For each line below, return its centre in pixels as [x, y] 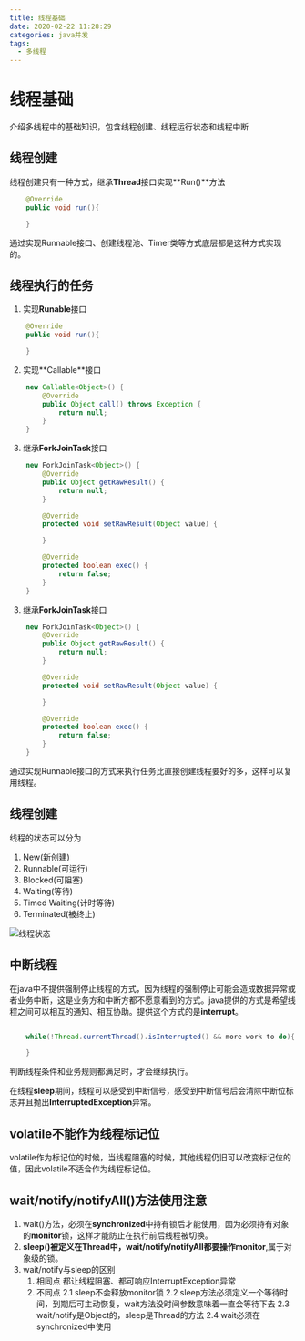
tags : [20, 43]
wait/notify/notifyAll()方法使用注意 [108, 1200]
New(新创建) [46, 857]
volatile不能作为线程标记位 [85, 1134]
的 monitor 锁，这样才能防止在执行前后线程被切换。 [117, 1235]
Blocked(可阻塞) [53, 880]
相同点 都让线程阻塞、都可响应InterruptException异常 [136, 1281]
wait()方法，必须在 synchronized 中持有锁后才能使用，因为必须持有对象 [156, 1223]
